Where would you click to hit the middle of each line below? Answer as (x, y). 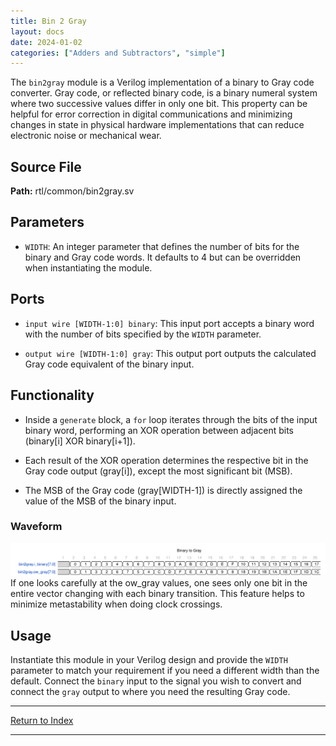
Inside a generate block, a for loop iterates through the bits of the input (171, 419)
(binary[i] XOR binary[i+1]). (80, 441)
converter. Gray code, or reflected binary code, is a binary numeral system (164, 93)
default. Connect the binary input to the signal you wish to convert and (156, 681)
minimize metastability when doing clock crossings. (116, 604)
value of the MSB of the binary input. (100, 501)
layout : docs (37, 31)
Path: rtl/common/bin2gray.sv (72, 191)
